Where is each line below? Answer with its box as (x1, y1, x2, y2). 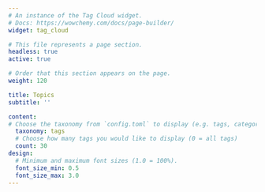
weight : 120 (8, 77, 47, 85)
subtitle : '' (8, 98, 51, 107)
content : (8, 112, 37, 121)
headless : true (8, 48, 58, 56)
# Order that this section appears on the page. (8, 70, 171, 77)
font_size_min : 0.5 (15, 164, 80, 172)
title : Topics (8, 91, 55, 99)
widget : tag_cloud (8, 26, 69, 34)
